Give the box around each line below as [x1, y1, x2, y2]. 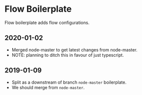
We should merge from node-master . [11, 84, 85, 90]
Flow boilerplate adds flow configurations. [4, 20, 90, 25]
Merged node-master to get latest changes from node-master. [11, 47, 138, 52]
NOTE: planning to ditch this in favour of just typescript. [11, 52, 124, 58]
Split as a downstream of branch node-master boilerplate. [11, 79, 127, 85]
